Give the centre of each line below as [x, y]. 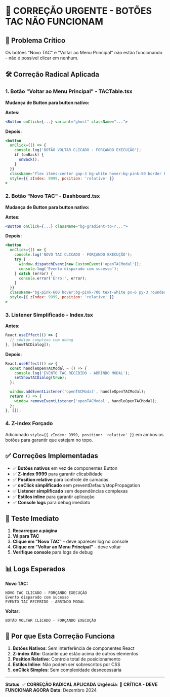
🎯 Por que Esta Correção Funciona [60, 636]
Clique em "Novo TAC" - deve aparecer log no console [70, 542]
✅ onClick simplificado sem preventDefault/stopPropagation [76, 485]
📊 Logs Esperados [35, 569]
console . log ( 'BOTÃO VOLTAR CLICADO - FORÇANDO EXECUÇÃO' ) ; [78, 150]
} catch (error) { [34, 273]
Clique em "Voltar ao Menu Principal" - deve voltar [67, 547]
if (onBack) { [29, 155]
